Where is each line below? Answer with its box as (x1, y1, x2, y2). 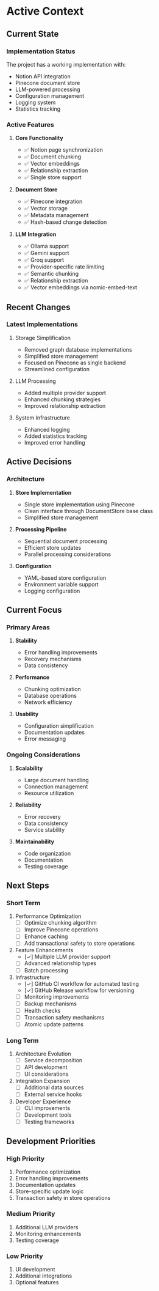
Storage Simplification (15, 334, 71, 341)
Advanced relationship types (24, 960, 96, 967)
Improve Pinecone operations (24, 926, 99, 933)
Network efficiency (24, 698, 72, 706)
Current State (6, 29, 59, 39)
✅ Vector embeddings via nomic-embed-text (24, 284, 138, 291)
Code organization (24, 849, 71, 857)
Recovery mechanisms (24, 656, 82, 663)
